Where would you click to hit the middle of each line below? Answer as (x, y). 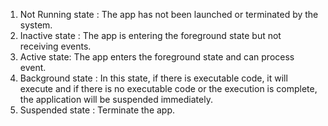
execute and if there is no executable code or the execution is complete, (168, 88)
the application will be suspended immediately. (116, 99)
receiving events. (55, 46)
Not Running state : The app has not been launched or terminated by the (169, 14)
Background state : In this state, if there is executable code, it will (153, 78)
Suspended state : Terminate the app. (97, 110)
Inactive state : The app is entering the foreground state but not (150, 35)
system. (36, 25)
